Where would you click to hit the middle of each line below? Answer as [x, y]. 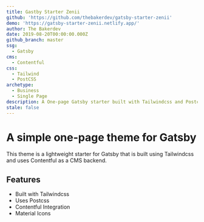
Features [23, 179]
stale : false [23, 107]
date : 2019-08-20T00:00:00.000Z [47, 34]
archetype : [20, 85]
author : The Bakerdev [34, 29]
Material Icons [33, 214]
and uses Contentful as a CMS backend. [57, 160]
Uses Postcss [32, 201]
